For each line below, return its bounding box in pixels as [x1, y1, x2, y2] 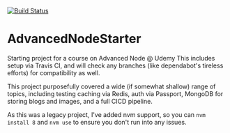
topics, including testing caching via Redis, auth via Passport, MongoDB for [7, 89, 224, 97]
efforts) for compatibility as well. [7, 68, 100, 77]
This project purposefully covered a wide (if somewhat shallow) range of [7, 82, 216, 91]
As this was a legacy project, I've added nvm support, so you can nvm [7, 110, 206, 118]
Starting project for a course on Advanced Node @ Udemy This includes [7, 54, 215, 62]
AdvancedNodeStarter [7, 31, 141, 47]
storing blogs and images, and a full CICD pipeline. [7, 97, 153, 105]
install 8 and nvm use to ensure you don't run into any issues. [7, 118, 187, 126]
